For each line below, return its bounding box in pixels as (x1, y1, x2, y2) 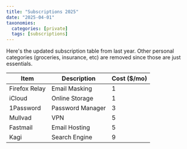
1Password (9, 104, 41, 112)
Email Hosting (51, 123, 91, 132)
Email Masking (51, 84, 93, 93)
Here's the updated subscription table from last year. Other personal (6, 47, 174, 54)
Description (62, 74, 96, 83)
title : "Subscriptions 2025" (6, 8, 79, 15)
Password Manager (51, 104, 106, 112)
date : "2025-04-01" (6, 14, 55, 20)
